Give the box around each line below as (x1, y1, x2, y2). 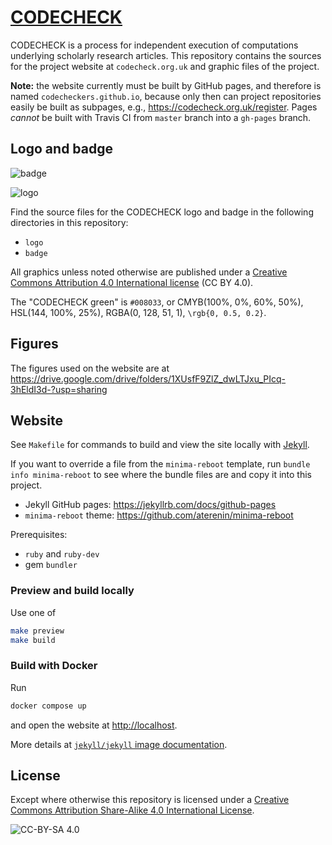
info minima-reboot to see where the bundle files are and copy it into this (10, 469, 312, 481)
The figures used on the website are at (10, 362, 170, 374)
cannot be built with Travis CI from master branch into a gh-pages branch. (10, 111, 312, 123)
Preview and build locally (10, 584, 135, 598)
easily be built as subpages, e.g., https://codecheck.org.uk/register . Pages (10, 101, 318, 113)
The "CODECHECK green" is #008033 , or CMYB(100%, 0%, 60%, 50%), (10, 296, 304, 308)
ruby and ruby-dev (24, 548, 100, 560)
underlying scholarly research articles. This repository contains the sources (10, 49, 322, 61)
